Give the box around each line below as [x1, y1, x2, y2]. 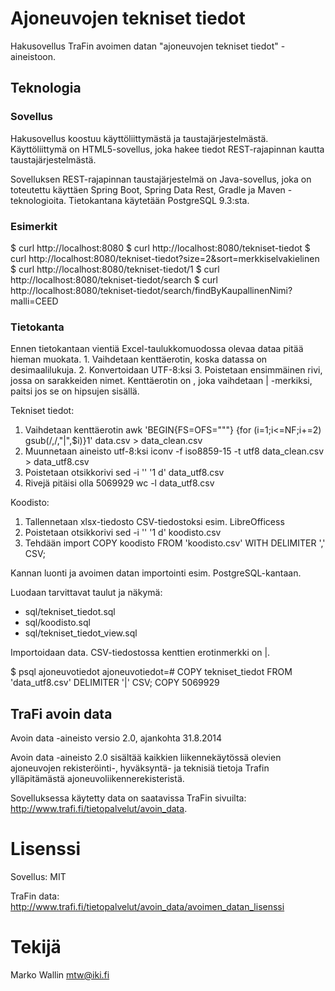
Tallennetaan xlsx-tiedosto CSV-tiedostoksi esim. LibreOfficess [24, 516, 285, 528]
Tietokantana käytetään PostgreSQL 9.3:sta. [68, 194, 250, 206]
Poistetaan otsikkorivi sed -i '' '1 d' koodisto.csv [24, 527, 222, 539]
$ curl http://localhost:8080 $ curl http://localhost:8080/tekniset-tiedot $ [10, 242, 311, 254]
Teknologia [10, 80, 82, 97]
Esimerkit [10, 219, 58, 233]
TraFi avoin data [10, 705, 113, 722]
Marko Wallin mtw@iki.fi [10, 968, 110, 981]
